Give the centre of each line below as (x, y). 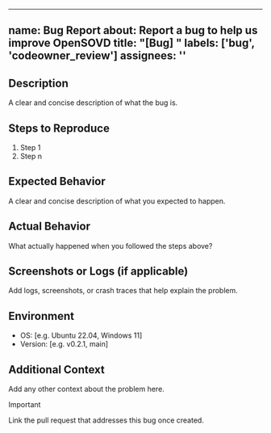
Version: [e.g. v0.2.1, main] (64, 344)
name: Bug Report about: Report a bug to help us (133, 30)
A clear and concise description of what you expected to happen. (117, 201)
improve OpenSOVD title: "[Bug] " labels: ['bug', (132, 43)
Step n (31, 156)
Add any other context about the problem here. (87, 389)
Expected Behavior (57, 181)
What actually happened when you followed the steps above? (110, 246)
